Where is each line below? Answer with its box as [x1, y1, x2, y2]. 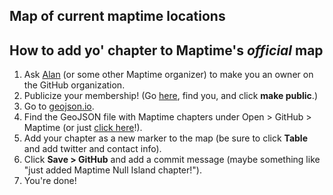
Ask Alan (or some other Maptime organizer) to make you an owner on [23, 69, 314, 81]
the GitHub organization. [23, 79, 126, 91]
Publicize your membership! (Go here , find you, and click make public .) [23, 90, 318, 102]
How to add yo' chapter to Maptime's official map [9, 42, 324, 59]
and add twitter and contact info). [23, 143, 162, 155]
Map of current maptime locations [9, 8, 226, 25]
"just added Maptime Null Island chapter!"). [23, 164, 202, 176]
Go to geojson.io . [23, 100, 95, 113]
